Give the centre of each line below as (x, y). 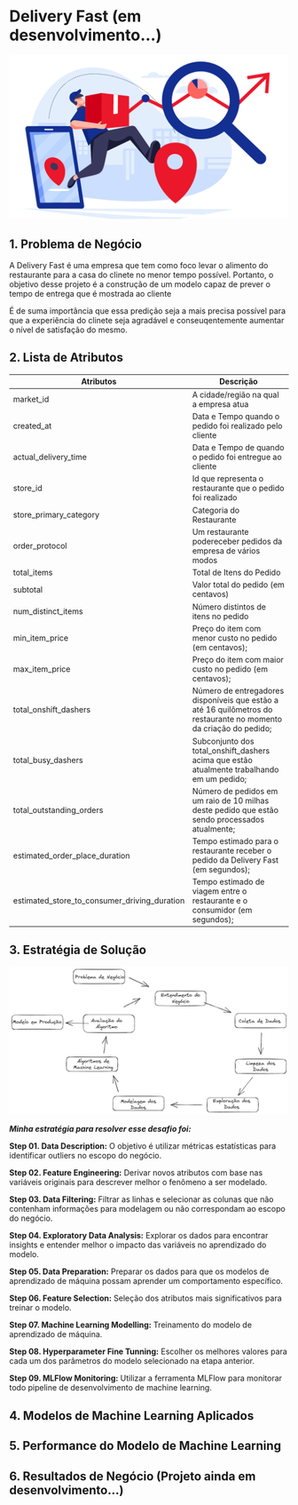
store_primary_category (56, 515)
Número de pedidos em (235, 791)
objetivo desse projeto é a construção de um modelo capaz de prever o (140, 284)
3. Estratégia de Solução (78, 950)
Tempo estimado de (228, 882)
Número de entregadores (238, 691)
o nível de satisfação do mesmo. (68, 330)
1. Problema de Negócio (75, 244)
